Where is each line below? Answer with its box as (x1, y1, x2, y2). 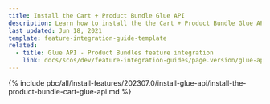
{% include (8, 78, 45, 88)
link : (22, 57, 42, 65)
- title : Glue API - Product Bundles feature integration (15, 49, 215, 57)
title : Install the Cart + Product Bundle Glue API (8, 11, 185, 20)
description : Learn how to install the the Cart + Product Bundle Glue (8, 19, 253, 27)
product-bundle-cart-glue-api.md (8, 86, 121, 96)
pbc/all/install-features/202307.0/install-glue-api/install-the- (46, 78, 247, 88)
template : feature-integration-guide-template (8, 34, 167, 42)
